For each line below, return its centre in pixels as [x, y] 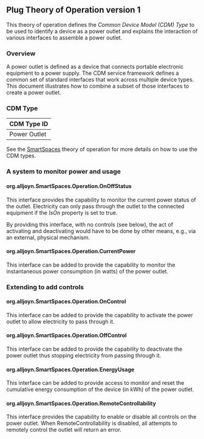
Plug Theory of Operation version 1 [73, 10]
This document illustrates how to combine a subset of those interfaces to [98, 86]
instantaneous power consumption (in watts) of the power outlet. [87, 271]
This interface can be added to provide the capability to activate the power [100, 315]
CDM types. [21, 156]
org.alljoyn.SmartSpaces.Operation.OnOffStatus [69, 186]
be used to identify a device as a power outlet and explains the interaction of [102, 31]
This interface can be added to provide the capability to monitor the [91, 265]
